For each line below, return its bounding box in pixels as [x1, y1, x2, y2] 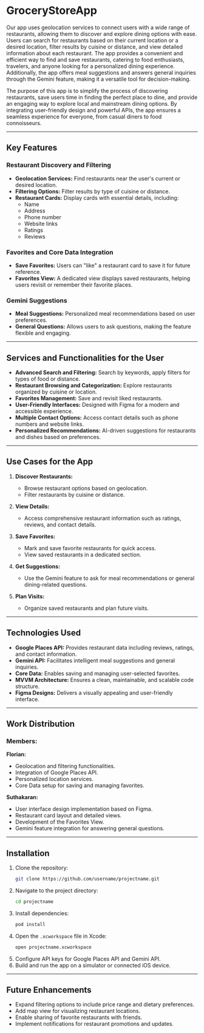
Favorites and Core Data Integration [6, 248, 114, 256]
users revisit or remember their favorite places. [15, 281, 133, 288]
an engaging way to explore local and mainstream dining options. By [6, 100, 177, 107]
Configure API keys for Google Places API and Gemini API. [15, 955, 161, 963]
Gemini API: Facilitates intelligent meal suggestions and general [15, 656, 175, 664]
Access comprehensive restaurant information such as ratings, [24, 514, 182, 522]
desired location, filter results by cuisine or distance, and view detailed [6, 43, 183, 50]
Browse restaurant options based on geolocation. [24, 484, 148, 492]
